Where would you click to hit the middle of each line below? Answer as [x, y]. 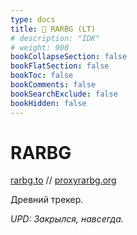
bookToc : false [42, 76]
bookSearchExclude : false [64, 94]
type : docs [33, 19]
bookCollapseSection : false [69, 57]
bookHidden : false [48, 103]
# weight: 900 [40, 47]
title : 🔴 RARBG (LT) [53, 29]
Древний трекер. [47, 200]
